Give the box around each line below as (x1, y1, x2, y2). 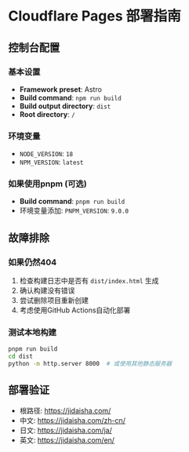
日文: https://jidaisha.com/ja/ (19, 425, 112, 435)
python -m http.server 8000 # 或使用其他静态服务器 (8, 360, 173, 368)
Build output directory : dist (19, 101, 111, 111)
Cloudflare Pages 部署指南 (8, 7, 182, 25)
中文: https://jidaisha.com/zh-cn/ (19, 415, 125, 425)
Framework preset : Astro (19, 84, 102, 94)
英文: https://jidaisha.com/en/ (19, 435, 115, 444)
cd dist (8, 352, 34, 361)
